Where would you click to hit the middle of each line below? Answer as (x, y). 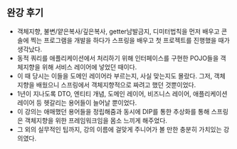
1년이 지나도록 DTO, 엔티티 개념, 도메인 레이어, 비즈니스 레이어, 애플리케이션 (122, 93)
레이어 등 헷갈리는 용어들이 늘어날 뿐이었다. (77, 103)
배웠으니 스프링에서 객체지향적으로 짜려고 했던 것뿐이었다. (116, 85)
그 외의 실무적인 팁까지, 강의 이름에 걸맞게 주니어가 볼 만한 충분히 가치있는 (119, 129)
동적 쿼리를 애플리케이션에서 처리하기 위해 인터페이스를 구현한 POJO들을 (118, 58)
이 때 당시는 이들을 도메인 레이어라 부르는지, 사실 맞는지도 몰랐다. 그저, (115, 76)
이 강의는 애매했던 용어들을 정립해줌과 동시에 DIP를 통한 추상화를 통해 (113, 111)
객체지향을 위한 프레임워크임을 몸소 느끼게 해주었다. (96, 120)
